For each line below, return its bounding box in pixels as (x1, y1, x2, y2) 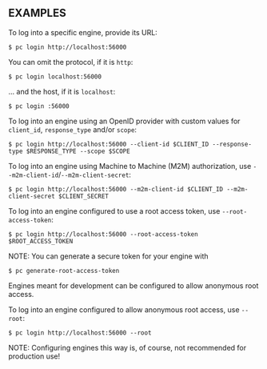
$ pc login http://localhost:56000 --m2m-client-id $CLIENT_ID (8, 185, 224, 193)
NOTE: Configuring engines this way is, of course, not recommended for (8, 343, 246, 352)
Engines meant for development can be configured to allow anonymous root (8, 280, 259, 291)
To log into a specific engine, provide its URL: (8, 27, 157, 37)
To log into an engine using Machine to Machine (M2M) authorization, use (8, 161, 252, 170)
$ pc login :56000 (8, 102, 70, 110)
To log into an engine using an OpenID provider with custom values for (8, 116, 241, 126)
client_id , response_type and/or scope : (8, 124, 137, 134)
